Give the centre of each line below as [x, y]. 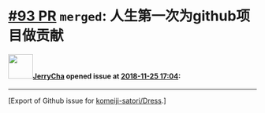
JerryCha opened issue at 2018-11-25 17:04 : [107, 76]
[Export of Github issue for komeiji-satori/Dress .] [88, 101]
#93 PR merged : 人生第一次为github [122, 16]
